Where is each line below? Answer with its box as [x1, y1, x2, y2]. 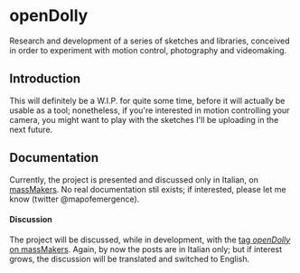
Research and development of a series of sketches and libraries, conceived [9, 35, 290, 46]
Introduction [9, 71, 81, 87]
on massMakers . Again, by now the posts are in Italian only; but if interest [9, 243, 283, 254]
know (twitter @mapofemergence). [9, 193, 140, 204]
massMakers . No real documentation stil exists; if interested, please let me [9, 184, 286, 194]
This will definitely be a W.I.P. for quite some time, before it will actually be [9, 95, 286, 106]
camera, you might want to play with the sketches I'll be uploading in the [9, 114, 279, 125]
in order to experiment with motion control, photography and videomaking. [9, 44, 287, 55]
